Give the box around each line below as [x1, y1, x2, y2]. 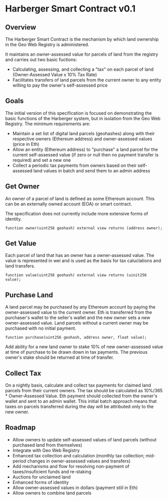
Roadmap [5, 423, 36, 432]
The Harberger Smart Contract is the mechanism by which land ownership [5, 36, 159, 42]
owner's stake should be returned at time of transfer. [5, 354, 114, 361]
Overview [5, 23, 37, 32]
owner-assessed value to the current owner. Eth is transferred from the [5, 309, 152, 316]
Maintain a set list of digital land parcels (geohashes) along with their [12, 130, 155, 136]
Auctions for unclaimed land [12, 474, 71, 480]
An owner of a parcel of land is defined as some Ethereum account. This [5, 195, 154, 201]
